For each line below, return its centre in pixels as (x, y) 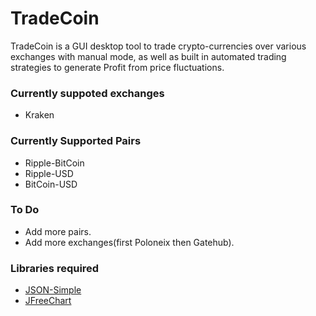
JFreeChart (48, 301)
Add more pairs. (58, 231)
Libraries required (55, 268)
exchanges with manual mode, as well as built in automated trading (148, 56)
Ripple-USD (49, 173)
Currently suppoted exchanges (87, 93)
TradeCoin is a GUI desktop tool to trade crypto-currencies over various (158, 46)
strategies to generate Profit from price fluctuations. (117, 67)
